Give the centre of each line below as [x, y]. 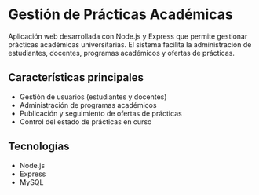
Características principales [76, 77]
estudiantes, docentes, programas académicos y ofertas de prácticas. [122, 53]
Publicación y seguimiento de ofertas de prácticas [100, 113]
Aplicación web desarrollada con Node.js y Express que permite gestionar [128, 36]
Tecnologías [39, 147]
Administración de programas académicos [88, 105]
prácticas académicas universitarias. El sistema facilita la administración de [130, 44]
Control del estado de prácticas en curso [86, 121]
